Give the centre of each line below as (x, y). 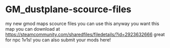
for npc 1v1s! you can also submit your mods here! (58, 40)
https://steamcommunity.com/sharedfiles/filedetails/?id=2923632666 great (85, 34)
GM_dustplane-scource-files (68, 9)
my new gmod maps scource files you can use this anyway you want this (82, 23)
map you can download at (33, 29)
